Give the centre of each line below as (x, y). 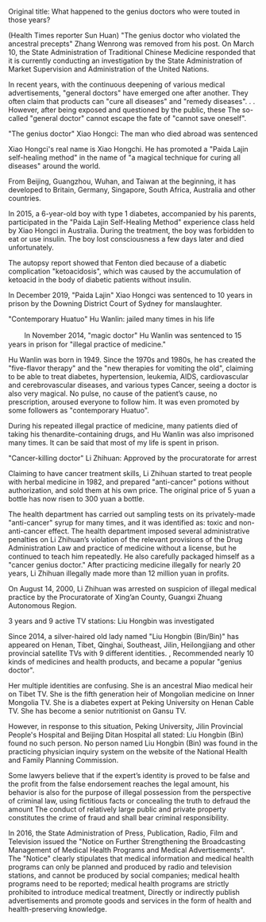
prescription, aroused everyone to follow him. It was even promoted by (124, 402)
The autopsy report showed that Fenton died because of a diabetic (118, 263)
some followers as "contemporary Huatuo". (79, 410)
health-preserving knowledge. (58, 909)
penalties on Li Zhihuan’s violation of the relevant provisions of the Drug (125, 539)
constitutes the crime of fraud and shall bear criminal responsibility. (118, 817)
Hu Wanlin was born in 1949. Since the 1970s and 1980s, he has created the (132, 360)
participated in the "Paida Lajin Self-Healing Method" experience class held (132, 222)
